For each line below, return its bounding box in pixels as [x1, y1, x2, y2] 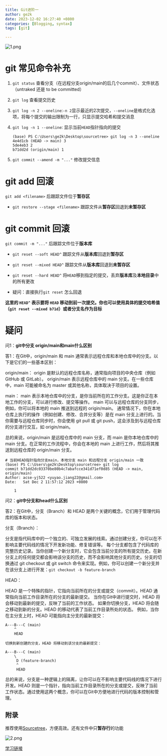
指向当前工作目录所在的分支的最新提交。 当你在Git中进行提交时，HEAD [9, 594, 155, 600]
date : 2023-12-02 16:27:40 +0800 [5, 16, 75, 21]
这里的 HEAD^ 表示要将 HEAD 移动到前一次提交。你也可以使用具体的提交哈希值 [5, 299, 160, 305]
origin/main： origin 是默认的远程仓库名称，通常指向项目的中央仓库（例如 [5, 370, 156, 376]
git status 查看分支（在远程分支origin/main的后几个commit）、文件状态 [12, 80, 160, 86]
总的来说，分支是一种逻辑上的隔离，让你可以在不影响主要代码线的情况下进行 [5, 676, 162, 682]
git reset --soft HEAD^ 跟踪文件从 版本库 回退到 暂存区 [12, 251, 124, 257]
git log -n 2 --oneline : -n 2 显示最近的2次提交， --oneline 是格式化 [12, 107, 151, 113]
